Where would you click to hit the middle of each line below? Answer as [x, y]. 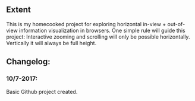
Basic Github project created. [42, 91]
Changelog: [28, 62]
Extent [18, 10]
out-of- [176, 24]
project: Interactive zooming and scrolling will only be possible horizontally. [98, 37]
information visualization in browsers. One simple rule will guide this [102, 30]
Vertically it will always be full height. [51, 43]
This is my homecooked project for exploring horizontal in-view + [86, 24]
